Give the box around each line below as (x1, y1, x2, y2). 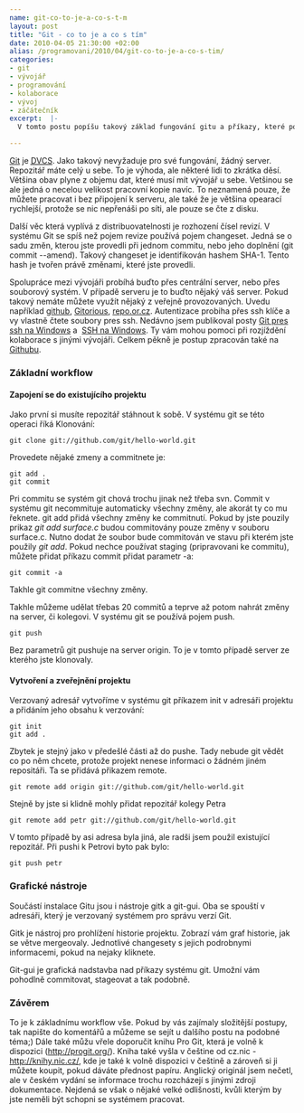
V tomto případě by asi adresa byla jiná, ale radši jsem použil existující (9, 832, 270, 843)
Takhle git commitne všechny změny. (9, 584, 148, 595)
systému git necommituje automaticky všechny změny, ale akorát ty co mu (9, 503, 288, 514)
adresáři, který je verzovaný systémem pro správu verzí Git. (9, 910, 233, 920)
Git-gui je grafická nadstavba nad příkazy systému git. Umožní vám (9, 964, 261, 975)
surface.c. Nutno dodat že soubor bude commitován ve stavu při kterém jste (9, 532, 294, 542)
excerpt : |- (9, 114, 59, 123)
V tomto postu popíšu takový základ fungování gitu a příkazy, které (17, 123, 285, 132)
